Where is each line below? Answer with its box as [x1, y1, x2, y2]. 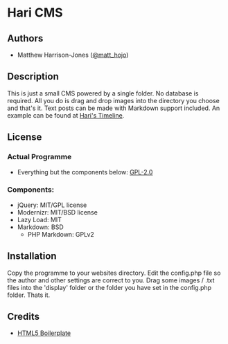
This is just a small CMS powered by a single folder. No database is [7, 89, 199, 98]
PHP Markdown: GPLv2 [27, 230, 95, 238]
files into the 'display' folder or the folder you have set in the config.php [7, 283, 212, 291]
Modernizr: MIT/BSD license [17, 208, 98, 216]
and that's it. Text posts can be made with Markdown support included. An [7, 104, 220, 112]
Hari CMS [7, 5, 64, 21]
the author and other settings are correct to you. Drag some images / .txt [7, 275, 215, 284]
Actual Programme [7, 152, 72, 162]
